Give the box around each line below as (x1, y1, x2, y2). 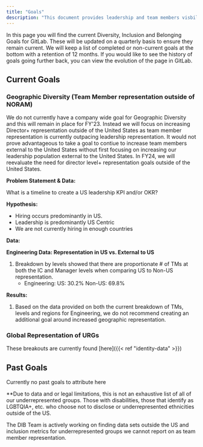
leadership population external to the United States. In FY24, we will (6, 153, 175, 160)
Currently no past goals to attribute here (6, 379, 106, 386)
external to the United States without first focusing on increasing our (6, 146, 177, 153)
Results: (6, 291, 28, 299)
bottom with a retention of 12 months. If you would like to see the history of (6, 50, 193, 58)
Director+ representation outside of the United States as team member (6, 127, 182, 134)
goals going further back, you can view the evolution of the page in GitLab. (6, 57, 193, 64)
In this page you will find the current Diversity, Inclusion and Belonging (6, 31, 182, 38)
